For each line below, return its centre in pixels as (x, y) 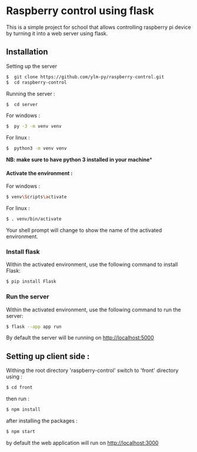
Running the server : (31, 94)
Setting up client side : (48, 356)
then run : (18, 399)
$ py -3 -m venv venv (34, 127)
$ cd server (22, 104)
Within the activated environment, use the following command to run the (94, 310)
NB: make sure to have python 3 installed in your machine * (79, 159)
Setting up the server (32, 66)
